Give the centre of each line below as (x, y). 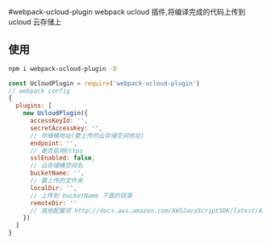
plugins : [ (34, 106)
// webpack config (39, 91)
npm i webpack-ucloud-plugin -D (63, 68)
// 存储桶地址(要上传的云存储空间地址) (87, 135)
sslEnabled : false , (62, 158)
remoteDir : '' (54, 203)
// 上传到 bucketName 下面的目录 (81, 196)
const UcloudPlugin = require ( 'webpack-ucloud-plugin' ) (104, 83)
